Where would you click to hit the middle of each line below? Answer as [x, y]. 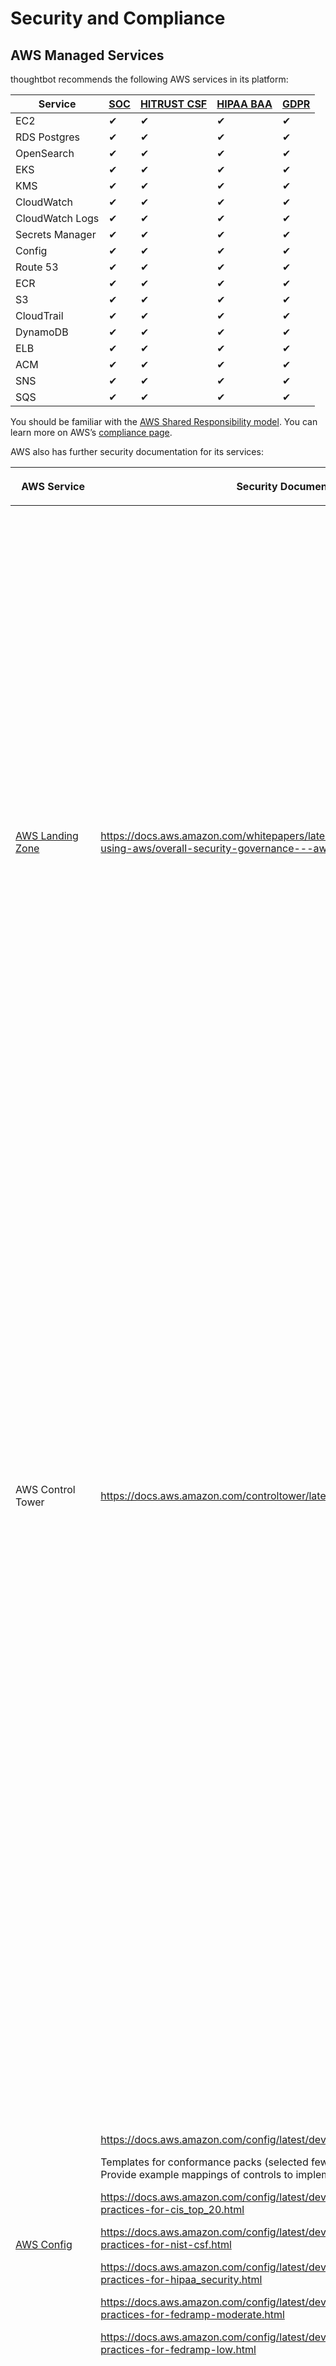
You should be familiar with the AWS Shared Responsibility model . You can [164, 421]
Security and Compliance [118, 18]
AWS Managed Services [87, 55]
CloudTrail [39, 315]
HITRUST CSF [173, 104]
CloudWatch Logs [57, 218]
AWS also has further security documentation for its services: [137, 451]
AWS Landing [47, 835]
